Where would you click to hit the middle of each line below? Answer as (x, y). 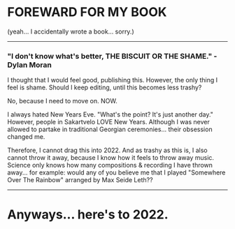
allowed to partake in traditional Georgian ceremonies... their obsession (110, 129)
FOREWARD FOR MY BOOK (87, 12)
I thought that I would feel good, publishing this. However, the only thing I (113, 80)
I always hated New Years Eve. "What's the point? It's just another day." (110, 114)
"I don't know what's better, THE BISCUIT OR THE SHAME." (110, 56)
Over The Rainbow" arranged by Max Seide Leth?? (80, 180)
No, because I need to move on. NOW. (62, 101)
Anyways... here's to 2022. (88, 215)
